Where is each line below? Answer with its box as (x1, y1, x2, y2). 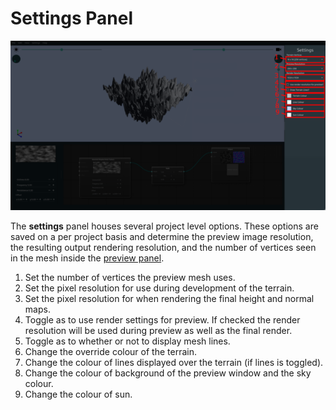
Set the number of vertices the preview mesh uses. (24, 272, 236, 284)
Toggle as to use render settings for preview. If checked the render (24, 314, 301, 326)
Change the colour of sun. (24, 388, 133, 401)
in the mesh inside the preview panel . (10, 252, 165, 264)
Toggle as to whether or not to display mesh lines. (24, 335, 231, 347)
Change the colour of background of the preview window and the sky (24, 367, 312, 379)
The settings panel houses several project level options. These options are (10, 220, 319, 232)
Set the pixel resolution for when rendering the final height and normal (24, 293, 315, 305)
